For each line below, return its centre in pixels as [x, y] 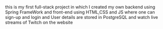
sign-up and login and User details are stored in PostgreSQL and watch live [81, 17]
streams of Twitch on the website [39, 22]
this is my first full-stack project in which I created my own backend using [80, 7]
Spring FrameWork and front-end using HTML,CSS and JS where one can [80, 12]
